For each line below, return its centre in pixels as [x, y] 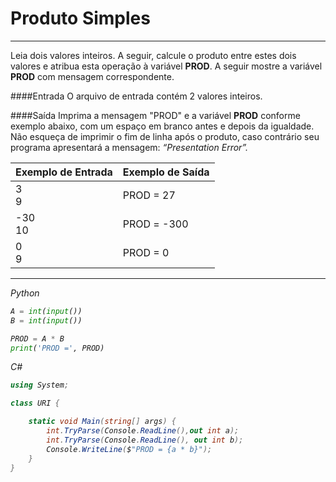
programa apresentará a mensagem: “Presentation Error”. [129, 147]
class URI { [35, 403]
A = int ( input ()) [46, 311]
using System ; [40, 385]
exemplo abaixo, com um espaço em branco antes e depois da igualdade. [162, 126]
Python [25, 293]
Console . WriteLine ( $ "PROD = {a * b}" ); [129, 449]
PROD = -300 [155, 224]
